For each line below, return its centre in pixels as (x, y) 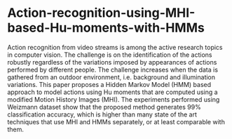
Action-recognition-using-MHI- (101, 13)
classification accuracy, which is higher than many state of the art (102, 114)
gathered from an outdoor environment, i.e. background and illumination (111, 77)
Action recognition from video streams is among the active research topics (115, 47)
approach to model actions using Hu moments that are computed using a (113, 92)
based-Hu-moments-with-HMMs (106, 28)
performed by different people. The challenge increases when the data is (113, 69)
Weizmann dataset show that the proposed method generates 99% (104, 107)
